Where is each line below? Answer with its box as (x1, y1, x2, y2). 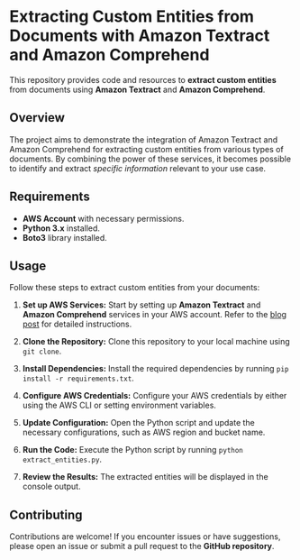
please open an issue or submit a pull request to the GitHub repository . (9, 541, 275, 552)
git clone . (22, 345, 62, 357)
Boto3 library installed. (22, 232, 108, 243)
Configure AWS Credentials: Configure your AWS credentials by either (22, 390, 287, 401)
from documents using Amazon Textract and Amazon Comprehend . (9, 84, 266, 95)
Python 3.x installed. (22, 223, 101, 234)
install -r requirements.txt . (22, 372, 135, 384)
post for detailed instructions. (22, 318, 132, 330)
